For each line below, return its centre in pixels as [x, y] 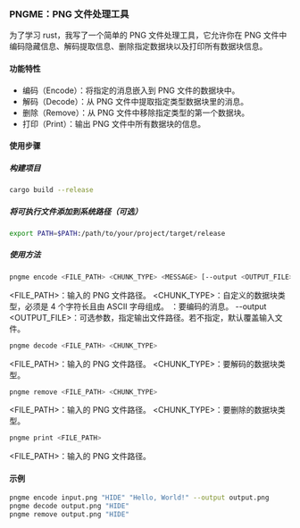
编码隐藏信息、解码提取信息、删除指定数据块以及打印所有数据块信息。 [138, 46]
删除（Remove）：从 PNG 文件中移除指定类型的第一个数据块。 [136, 113]
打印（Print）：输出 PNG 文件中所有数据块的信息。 [114, 123]
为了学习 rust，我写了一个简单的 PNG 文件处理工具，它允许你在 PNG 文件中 [148, 35]
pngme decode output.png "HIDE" [69, 507]
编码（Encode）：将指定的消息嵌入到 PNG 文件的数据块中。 [131, 90]
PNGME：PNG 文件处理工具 [69, 13]
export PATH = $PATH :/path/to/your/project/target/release [117, 233]
